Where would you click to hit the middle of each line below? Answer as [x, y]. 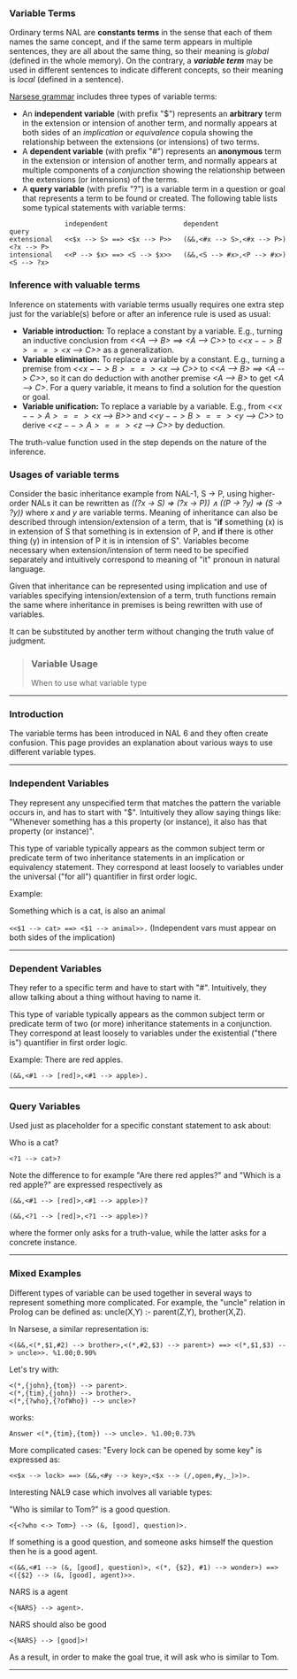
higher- [262, 493]
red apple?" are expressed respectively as [86, 1185]
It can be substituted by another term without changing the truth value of [142, 631]
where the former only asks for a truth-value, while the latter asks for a [138, 1233]
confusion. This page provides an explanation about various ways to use [141, 743]
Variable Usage [65, 664]
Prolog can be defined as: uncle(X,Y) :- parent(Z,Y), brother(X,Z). [127, 1312]
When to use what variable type [89, 683]
